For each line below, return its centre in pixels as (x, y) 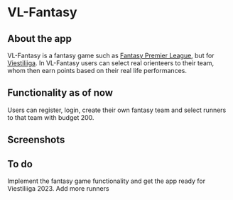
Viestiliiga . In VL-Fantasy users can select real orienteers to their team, (111, 63)
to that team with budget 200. (51, 117)
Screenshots (36, 140)
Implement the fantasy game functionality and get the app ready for (107, 181)
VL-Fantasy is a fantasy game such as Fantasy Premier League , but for (111, 55)
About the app (40, 39)
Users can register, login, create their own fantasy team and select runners (117, 110)
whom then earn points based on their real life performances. (97, 71)
